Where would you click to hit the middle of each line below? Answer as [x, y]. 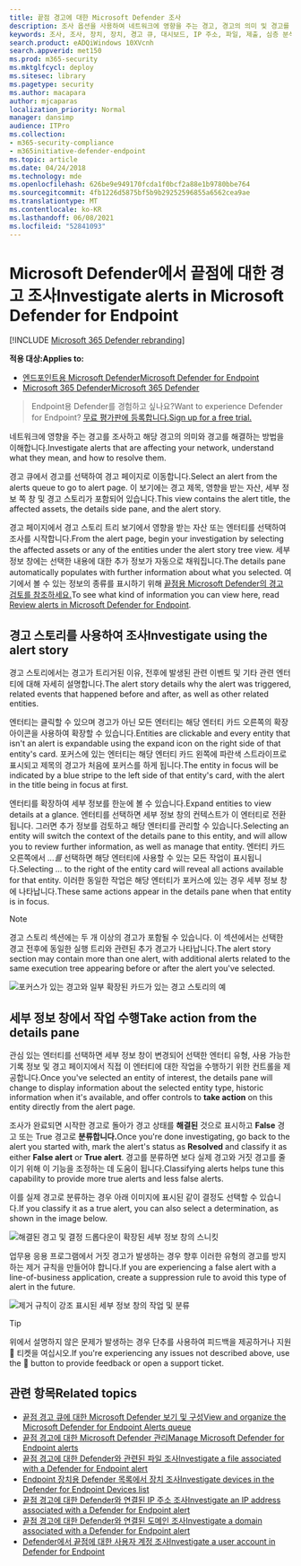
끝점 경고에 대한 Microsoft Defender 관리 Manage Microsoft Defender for [153, 1438]
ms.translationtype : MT [54, 201]
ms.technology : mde [46, 176]
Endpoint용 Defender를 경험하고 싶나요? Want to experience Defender [157, 407]
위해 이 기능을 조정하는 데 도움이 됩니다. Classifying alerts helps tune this [155, 1168]
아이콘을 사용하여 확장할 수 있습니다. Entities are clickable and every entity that [150, 733]
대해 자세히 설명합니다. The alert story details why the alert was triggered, [158, 684]
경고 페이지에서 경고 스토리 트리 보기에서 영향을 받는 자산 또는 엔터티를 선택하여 [148, 528]
